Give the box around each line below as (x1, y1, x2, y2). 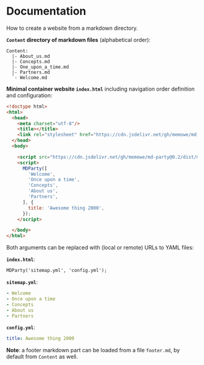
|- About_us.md (12, 53, 50, 59)
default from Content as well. (6, 353, 78, 360)
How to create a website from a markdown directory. (6, 24, 138, 32)
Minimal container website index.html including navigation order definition (6, 85, 195, 92)
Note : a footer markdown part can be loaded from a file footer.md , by (6, 347, 180, 354)
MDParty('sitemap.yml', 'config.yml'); (6, 268, 107, 274)
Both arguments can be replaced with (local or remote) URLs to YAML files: (6, 244, 194, 251)
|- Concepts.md (12, 58, 50, 64)
